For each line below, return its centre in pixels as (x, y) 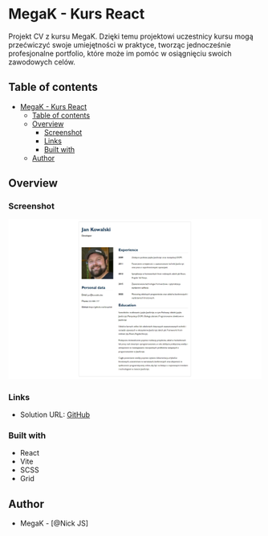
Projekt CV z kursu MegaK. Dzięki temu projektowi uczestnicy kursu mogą (131, 36)
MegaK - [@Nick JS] (54, 523)
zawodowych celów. (42, 62)
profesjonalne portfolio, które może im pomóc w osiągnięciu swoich (120, 53)
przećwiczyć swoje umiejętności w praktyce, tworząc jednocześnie (120, 44)
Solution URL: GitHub (55, 414)
